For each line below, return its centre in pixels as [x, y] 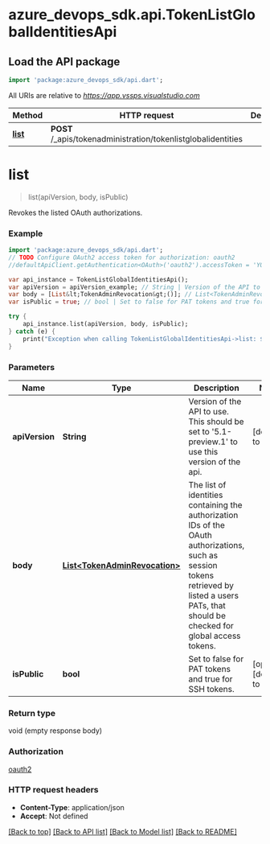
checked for [211, 625]
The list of [207, 484]
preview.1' [209, 442]
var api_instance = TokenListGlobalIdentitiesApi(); [98, 279]
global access [215, 636]
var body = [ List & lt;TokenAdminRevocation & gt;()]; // [100, 294]
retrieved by [211, 585]
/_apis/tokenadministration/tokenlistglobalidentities [147, 138]
